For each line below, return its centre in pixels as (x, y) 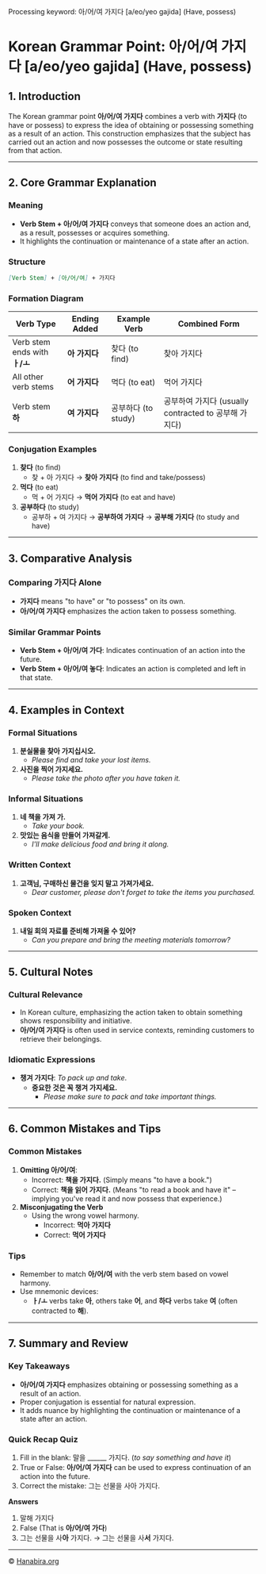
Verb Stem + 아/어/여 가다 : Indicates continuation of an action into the (132, 651)
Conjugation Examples (53, 449)
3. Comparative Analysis (70, 558)
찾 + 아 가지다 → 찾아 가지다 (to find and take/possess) (118, 478)
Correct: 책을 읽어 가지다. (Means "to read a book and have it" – (133, 1189)
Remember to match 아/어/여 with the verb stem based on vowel (124, 1274)
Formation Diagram (46, 298)
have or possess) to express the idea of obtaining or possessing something (131, 125)
